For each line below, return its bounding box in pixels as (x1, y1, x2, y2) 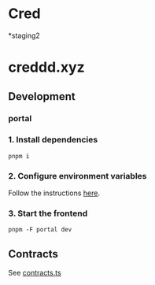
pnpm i (8, 152, 30, 160)
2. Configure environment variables (8, 170, 147, 181)
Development (8, 90, 76, 103)
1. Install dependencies (8, 135, 98, 146)
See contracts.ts (8, 268, 61, 278)
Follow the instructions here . (8, 188, 101, 198)
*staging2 (8, 31, 41, 40)
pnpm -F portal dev (8, 226, 72, 234)
